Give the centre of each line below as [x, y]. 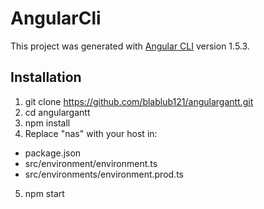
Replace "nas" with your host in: [91, 133]
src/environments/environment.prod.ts [104, 174]
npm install [47, 123]
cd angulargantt [57, 112]
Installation [46, 77]
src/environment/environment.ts [91, 163]
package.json [53, 153]
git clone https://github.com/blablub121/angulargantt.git [139, 101]
